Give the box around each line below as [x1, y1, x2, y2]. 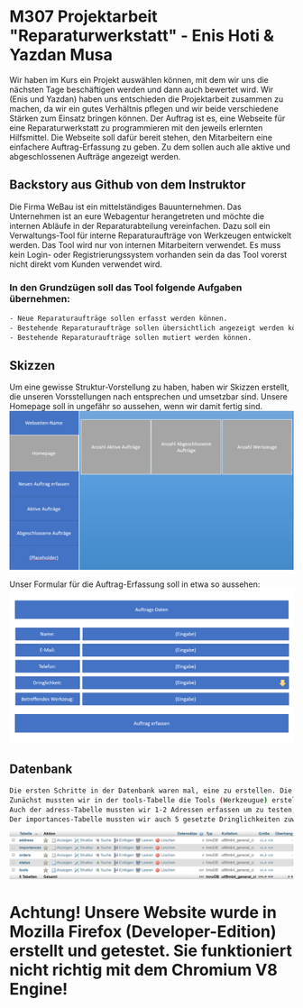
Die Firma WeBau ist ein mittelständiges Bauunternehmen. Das [9, 201, 242, 212]
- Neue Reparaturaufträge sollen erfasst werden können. [9, 314, 228, 324]
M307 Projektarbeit [9, 6, 158, 27]
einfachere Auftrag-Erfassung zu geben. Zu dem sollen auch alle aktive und [9, 142, 291, 152]
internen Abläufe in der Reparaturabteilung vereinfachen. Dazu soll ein [9, 220, 271, 231]
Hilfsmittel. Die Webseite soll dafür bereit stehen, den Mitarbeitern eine [9, 132, 273, 142]
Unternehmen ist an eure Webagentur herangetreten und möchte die [9, 210, 264, 222]
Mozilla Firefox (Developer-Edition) [9, 921, 277, 942]
